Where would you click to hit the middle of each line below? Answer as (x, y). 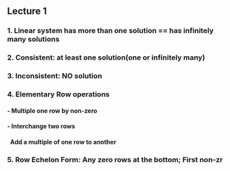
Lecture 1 (27, 11)
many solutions (33, 39)
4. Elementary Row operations (58, 94)
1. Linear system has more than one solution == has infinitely (111, 31)
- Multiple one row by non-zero (52, 110)
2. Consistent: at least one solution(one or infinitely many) (106, 57)
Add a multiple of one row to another (63, 142)
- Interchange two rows (41, 127)
